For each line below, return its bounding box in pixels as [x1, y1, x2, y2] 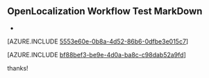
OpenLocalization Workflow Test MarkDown [7, 6, 203, 17]
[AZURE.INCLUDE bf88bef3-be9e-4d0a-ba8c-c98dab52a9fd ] [7, 50, 186, 59]
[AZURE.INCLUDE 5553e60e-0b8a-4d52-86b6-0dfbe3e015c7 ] [7, 37, 189, 46]
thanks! [7, 64, 29, 72]
